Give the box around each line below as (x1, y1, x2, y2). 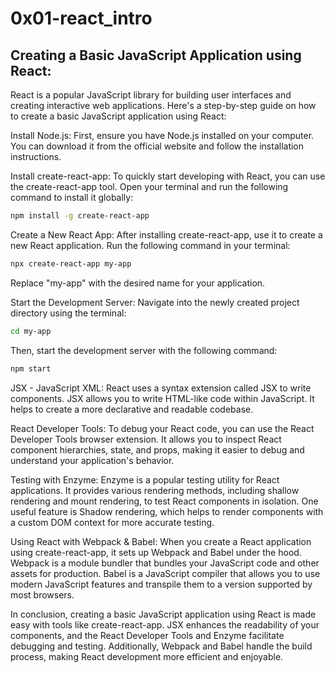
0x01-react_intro (10, 7, 153, 30)
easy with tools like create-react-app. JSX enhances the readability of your (10, 618, 320, 631)
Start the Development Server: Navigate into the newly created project (10, 296, 300, 308)
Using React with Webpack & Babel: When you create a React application (10, 535, 312, 547)
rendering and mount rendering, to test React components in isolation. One (10, 495, 319, 507)
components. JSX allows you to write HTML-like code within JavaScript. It (10, 392, 315, 404)
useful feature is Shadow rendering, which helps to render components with (10, 505, 324, 517)
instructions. (10, 151, 62, 162)
